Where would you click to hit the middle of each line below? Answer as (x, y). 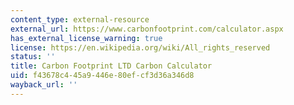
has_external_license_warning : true (86, 38)
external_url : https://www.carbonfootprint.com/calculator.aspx (147, 29)
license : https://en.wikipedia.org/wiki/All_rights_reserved (140, 47)
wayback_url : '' (44, 85)
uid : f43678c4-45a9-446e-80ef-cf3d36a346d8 (102, 76)
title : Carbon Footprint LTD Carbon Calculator (111, 66)
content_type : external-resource (80, 19)
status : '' (33, 57)
